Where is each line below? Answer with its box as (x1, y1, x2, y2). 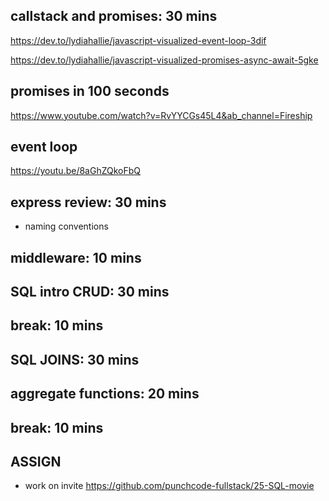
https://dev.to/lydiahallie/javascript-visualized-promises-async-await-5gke (10, 54, 319, 66)
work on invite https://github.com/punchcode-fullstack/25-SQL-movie (24, 480, 315, 492)
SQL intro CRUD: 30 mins (10, 284, 170, 301)
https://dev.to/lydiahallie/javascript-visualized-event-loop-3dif (10, 34, 267, 46)
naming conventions (24, 220, 109, 233)
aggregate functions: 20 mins (10, 385, 200, 403)
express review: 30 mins (10, 194, 167, 211)
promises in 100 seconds (10, 83, 170, 100)
